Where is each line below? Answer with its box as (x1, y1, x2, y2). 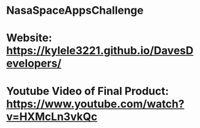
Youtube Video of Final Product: (6, 84, 169, 98)
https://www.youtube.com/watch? (6, 97, 185, 111)
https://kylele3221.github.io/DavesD (6, 44, 194, 58)
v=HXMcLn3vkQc (6, 109, 98, 123)
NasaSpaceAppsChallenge (6, 4, 144, 17)
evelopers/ (6, 56, 62, 70)
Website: (6, 31, 52, 45)
